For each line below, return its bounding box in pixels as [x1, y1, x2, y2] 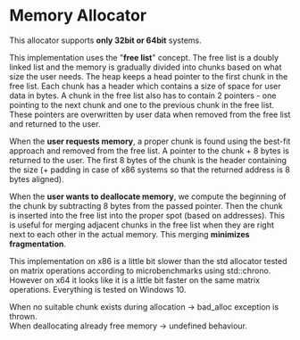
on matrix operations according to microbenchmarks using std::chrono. [9, 265, 271, 276]
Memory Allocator [9, 5, 147, 26]
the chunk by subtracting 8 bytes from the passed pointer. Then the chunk [9, 200, 283, 211]
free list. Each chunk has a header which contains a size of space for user [9, 80, 281, 91]
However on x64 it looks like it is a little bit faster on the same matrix [9, 274, 261, 286]
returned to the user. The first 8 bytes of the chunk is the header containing [9, 154, 287, 165]
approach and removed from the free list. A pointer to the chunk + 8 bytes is [9, 145, 290, 156]
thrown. [9, 311, 37, 321]
